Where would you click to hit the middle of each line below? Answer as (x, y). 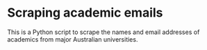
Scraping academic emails (85, 13)
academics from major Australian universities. (73, 39)
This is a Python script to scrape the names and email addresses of (104, 32)
